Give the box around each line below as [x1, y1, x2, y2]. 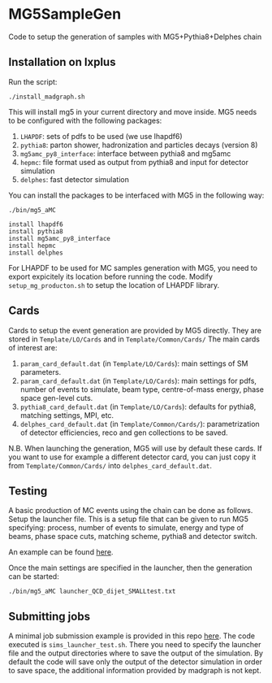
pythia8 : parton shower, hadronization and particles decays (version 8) [19, 140, 258, 150]
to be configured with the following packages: [8, 115, 162, 125]
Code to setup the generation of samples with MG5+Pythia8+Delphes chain [8, 32, 262, 41]
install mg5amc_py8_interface [8, 234, 111, 242]
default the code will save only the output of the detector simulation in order [8, 657, 262, 667]
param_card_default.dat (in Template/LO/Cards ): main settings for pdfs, [19, 376, 257, 385]
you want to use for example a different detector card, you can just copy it [8, 452, 257, 462]
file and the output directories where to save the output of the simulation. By [8, 648, 264, 659]
